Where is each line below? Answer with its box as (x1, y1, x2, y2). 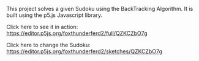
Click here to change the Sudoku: (6, 42, 91, 48)
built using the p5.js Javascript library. (6, 11, 103, 19)
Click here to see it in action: (6, 24, 78, 30)
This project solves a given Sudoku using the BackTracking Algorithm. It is (6, 5, 193, 12)
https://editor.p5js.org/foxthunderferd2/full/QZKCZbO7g (6, 30, 148, 37)
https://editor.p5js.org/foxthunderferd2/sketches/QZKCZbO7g (6, 48, 162, 55)
